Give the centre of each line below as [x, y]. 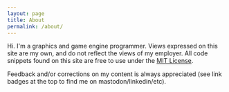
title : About [26, 20]
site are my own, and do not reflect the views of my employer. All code [108, 53]
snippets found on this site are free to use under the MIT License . [100, 61]
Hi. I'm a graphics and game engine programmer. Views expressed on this [112, 46]
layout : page [26, 13]
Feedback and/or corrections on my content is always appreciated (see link [115, 74]
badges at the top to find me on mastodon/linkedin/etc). [87, 82]
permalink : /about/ [35, 26]
